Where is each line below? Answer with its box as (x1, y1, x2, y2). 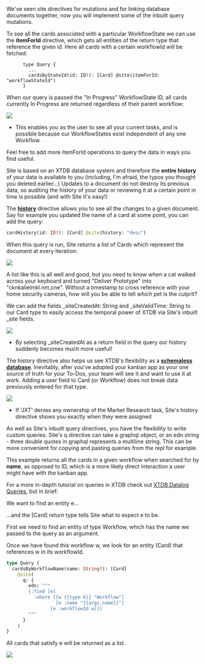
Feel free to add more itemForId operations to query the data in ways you (6, 148, 191, 156)
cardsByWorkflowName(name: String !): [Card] (12, 565, 127, 572)
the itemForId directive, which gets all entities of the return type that (6, 37, 179, 44)
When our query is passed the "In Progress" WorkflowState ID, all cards (6, 94, 187, 101)
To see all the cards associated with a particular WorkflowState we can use (6, 30, 196, 37)
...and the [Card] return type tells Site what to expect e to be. (6, 511, 160, 519)
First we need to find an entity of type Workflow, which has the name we (6, 523, 189, 530)
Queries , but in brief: (6, 487, 59, 495)
